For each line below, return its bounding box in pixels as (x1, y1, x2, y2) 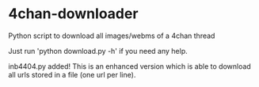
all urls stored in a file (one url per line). (8, 70, 136, 79)
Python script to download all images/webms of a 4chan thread (8, 31, 215, 40)
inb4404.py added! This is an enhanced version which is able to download (8, 61, 251, 71)
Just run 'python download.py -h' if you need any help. (8, 46, 188, 55)
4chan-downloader (8, 5, 139, 23)
